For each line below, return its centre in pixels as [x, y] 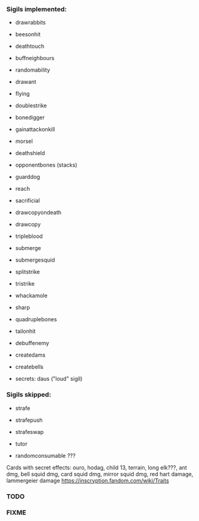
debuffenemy [32, 343]
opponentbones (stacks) [46, 165]
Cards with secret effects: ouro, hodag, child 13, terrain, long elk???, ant [97, 467]
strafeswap [29, 432]
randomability [32, 70]
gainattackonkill [35, 129]
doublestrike [31, 105]
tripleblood [29, 236]
